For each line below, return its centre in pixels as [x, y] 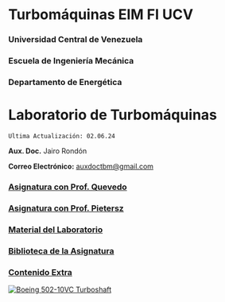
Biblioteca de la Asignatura [61, 250]
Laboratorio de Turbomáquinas [112, 115]
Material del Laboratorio [56, 230]
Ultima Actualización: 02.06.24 [62, 136]
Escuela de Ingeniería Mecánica [71, 61]
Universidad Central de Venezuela [76, 40]
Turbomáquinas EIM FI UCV [101, 15]
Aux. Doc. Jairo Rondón [48, 151]
